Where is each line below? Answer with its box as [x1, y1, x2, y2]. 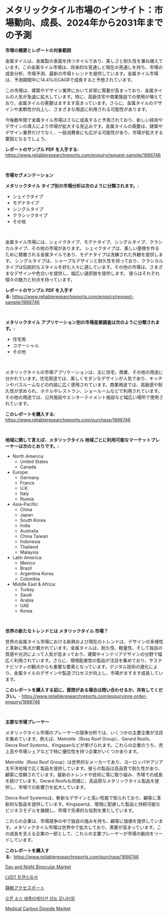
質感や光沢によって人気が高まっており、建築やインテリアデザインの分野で [5, 651, 158, 657]
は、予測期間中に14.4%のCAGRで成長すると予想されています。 [5, 76, 135, 83]
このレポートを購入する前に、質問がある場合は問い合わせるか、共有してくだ [5, 687, 163, 693]
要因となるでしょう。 [5, 136, 49, 142]
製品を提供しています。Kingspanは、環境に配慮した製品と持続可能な [18, 801, 160, 807]
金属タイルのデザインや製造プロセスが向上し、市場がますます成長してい [14, 670, 163, 676]
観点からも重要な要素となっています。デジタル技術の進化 [31, 664, 149, 670]
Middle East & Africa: [12, 581, 56, 587]
